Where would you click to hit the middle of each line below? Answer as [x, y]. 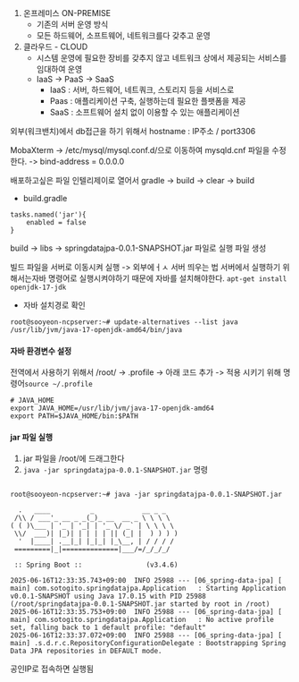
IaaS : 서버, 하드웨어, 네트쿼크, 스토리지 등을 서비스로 [142, 90]
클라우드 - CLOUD [55, 47]
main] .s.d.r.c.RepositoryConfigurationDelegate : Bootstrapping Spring [148, 644]
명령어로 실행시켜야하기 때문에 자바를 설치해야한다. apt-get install [168, 278]
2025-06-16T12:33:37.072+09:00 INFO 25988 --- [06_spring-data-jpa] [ [146, 635]
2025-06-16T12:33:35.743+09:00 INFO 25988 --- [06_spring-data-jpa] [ [146, 581]
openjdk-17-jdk [38, 287]
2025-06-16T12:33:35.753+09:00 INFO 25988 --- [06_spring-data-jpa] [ [146, 612]
